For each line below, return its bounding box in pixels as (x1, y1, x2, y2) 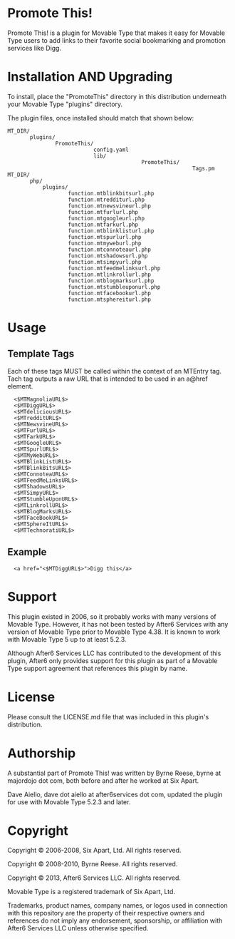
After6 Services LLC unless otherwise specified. (7, 924, 149, 933)
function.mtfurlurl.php (68, 208, 139, 215)
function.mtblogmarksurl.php (68, 277, 155, 284)
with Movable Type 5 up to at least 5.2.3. (7, 635, 127, 643)
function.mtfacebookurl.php (68, 289, 152, 297)
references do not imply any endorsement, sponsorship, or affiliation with (7, 916, 223, 925)
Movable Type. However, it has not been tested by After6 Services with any (7, 620, 229, 628)
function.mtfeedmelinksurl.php (68, 265, 161, 272)
